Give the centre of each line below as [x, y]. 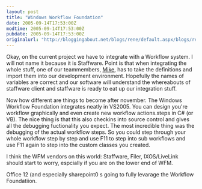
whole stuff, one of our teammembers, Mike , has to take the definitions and [99, 69]
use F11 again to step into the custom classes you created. [78, 145]
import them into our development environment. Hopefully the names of [95, 76]
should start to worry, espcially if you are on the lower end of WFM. [90, 163]
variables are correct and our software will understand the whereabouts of [99, 82]
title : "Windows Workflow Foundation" [55, 17]
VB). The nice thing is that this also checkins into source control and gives [98, 119]
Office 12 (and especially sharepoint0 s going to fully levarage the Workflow [100, 174]
